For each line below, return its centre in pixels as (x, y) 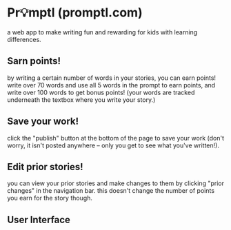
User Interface (39, 219)
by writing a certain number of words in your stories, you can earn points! (111, 78)
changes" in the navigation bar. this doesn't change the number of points (111, 191)
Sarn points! (34, 61)
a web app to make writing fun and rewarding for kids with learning (102, 32)
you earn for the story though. (50, 198)
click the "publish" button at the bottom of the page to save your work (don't (116, 138)
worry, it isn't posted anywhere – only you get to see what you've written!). (113, 145)
